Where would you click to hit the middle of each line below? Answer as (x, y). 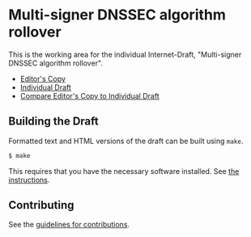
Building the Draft (53, 122)
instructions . (29, 180)
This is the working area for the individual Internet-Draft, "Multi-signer (125, 54)
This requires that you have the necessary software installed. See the (124, 171)
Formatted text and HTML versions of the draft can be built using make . (126, 141)
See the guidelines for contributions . (69, 225)
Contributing (41, 205)
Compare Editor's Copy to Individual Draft (89, 95)
